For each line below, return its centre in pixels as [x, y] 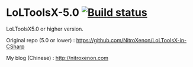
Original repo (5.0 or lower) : [41, 40]
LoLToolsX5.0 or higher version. [45, 29]
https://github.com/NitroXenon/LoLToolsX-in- [131, 40]
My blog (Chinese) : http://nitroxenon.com [57, 58]
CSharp [15, 46]
